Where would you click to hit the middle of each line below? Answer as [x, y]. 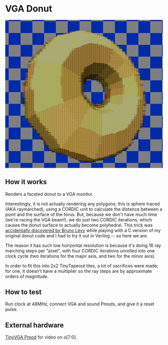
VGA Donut [29, 9]
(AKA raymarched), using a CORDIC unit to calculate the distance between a [84, 209]
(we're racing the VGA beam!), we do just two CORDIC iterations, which [79, 220]
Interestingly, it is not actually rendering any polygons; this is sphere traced [82, 204]
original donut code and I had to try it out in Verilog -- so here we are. [77, 235]
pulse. [11, 309]
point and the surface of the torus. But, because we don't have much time [81, 214]
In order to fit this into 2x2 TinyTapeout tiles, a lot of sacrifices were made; [82, 265]
